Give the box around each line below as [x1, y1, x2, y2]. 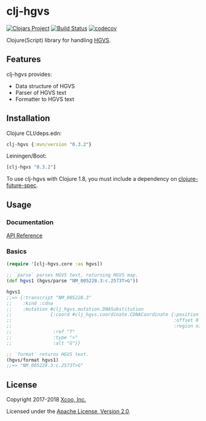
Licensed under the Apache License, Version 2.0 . [6, 408, 131, 415]
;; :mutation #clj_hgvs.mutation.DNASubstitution [6, 306, 144, 312]
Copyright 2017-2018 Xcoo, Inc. [6, 396, 86, 403]
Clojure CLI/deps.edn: [6, 129, 62, 137]
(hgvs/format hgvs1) [6, 357, 59, 363]
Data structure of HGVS [15, 82, 75, 89]
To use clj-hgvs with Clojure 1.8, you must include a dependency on [6, 175, 177, 183]
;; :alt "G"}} [6, 340, 81, 346]
